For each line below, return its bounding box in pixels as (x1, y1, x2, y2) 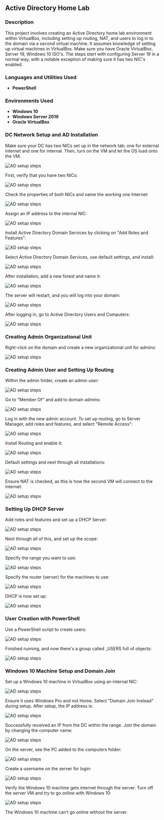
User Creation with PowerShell (5, 615, 80, 622)
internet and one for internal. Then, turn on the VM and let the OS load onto (5, 148, 158, 154)
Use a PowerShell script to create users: (5, 626, 87, 632)
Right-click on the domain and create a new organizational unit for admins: (5, 344, 156, 350)
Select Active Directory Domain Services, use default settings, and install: (5, 254, 155, 260)
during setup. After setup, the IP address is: (5, 703, 94, 709)
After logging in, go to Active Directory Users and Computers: (5, 311, 131, 317)
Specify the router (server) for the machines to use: (5, 574, 110, 580)
